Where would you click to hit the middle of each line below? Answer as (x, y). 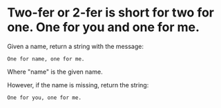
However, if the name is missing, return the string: (78, 85)
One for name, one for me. (46, 59)
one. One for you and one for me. (104, 27)
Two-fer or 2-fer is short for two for (110, 13)
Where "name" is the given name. (55, 72)
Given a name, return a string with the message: (75, 46)
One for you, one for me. (44, 98)
